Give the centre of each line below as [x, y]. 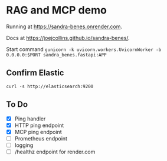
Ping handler [30, 119]
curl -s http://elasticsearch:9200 [50, 86]
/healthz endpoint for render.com [55, 152]
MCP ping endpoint [38, 132]
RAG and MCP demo [57, 10]
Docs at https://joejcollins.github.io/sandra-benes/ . [68, 38]
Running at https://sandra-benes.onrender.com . [64, 26]
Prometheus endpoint [41, 138]
